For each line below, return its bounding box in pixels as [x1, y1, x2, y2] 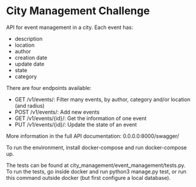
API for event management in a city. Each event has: [6, 24, 133, 31]
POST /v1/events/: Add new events [14, 108, 99, 115]
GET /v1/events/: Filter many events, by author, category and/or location [14, 96, 191, 103]
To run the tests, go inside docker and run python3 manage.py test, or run [6, 167, 187, 175]
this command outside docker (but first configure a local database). [6, 174, 171, 181]
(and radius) [14, 102, 45, 109]
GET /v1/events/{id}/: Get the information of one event [14, 114, 147, 122]
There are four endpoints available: [6, 84, 92, 91]
